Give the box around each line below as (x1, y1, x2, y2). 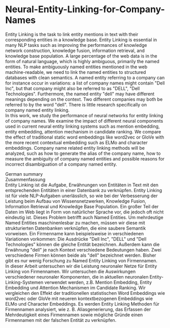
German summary (5, 171, 43, 177)
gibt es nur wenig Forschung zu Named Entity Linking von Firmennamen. (5, 257, 157, 263)
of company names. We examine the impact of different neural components (5, 118, 163, 124)
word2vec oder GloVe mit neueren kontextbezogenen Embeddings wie (5, 295, 153, 302)
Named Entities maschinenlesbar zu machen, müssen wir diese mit (5, 220, 146, 226)
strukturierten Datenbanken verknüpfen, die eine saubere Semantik (5, 225, 146, 231)
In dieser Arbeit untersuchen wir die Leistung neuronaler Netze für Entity (5, 263, 157, 269)
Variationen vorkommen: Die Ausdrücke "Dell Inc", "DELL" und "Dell (5, 236, 147, 242)
